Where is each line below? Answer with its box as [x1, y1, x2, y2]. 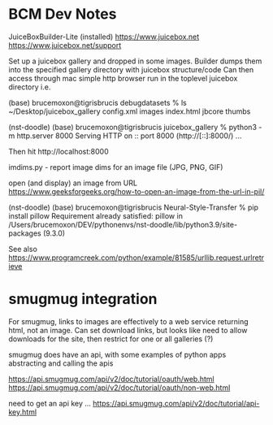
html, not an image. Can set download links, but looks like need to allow [8, 325, 248, 335]
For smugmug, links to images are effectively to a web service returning [8, 316, 249, 326]
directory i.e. [8, 82, 51, 92]
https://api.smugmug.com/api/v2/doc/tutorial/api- [93, 398, 260, 408]
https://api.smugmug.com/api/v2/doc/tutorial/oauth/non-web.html [8, 383, 231, 392]
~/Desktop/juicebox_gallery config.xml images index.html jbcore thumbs [8, 106, 251, 116]
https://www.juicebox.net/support [8, 40, 122, 50]
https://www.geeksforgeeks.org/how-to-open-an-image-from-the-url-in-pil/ [8, 186, 265, 196]
